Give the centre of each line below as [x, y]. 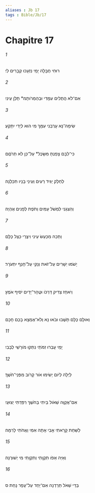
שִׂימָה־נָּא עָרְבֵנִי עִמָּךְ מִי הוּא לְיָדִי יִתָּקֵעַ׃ [40, 126]
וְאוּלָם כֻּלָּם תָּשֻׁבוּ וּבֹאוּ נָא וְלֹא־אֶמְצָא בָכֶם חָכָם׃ [47, 319]
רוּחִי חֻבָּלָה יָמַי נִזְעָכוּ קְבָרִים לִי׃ [33, 70]
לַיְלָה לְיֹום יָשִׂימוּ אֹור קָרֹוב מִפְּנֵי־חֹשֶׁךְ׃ [39, 374]
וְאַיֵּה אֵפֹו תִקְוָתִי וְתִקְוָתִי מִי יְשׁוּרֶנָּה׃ [36, 458]
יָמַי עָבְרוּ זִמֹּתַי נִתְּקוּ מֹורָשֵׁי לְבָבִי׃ [34, 347]
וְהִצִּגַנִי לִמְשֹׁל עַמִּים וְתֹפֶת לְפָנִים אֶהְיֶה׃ [40, 209]
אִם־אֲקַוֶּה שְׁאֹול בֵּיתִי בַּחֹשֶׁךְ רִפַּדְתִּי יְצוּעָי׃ [41, 402]
